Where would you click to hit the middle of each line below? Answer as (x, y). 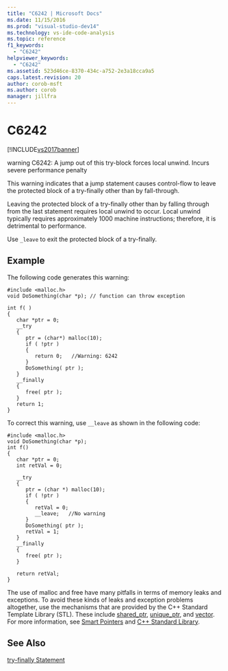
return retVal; (38, 573)
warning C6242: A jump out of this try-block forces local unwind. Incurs (109, 163)
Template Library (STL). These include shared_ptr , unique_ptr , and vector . (111, 614)
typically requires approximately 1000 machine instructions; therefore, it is (112, 218)
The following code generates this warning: (68, 277)
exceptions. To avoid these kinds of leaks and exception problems (100, 600)
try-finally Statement (36, 659)
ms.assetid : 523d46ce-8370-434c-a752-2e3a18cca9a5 (81, 71)
